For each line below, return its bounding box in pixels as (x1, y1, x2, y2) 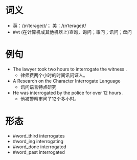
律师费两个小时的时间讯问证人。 (20, 72, 88, 78)
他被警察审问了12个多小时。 (20, 96, 79, 102)
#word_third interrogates (12, 132, 65, 139)
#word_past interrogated (12, 149, 65, 155)
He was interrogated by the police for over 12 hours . (12, 89, 124, 96)
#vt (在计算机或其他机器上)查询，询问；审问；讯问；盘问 (12, 29, 132, 35)
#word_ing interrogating (12, 138, 64, 144)
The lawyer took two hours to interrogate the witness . (12, 66, 127, 72)
